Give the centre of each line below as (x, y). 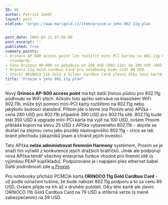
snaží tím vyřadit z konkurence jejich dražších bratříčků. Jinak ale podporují (83, 151)
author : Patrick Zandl (29, 14)
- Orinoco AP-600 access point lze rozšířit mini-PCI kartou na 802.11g (82, 56)
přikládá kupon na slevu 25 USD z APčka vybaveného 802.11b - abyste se (81, 125)
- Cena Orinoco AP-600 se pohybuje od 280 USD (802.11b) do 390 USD (78, 65)
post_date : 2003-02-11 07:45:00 (39, 37)
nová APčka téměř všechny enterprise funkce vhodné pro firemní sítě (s (79, 156)
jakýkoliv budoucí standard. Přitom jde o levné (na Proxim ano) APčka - (78, 109)
